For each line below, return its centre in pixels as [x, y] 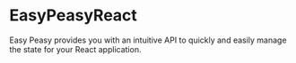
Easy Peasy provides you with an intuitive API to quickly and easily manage [148, 40]
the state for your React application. [75, 49]
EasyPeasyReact [73, 16]
